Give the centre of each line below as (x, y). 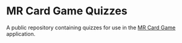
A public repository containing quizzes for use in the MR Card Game (91, 27)
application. (21, 33)
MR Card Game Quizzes (67, 11)
